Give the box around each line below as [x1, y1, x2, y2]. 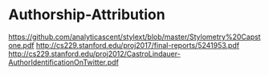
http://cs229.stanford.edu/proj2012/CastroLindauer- [8, 49, 181, 58]
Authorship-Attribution [8, 6, 166, 24]
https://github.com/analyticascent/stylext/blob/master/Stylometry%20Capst [8, 32, 261, 41]
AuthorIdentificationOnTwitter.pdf [8, 57, 119, 67]
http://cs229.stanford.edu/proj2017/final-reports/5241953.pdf [35, 40, 239, 49]
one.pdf [8, 40, 35, 49]
